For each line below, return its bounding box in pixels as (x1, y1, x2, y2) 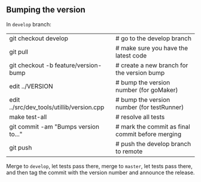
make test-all (9, 113, 47, 121)
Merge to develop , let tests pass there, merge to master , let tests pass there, (6, 162, 193, 169)
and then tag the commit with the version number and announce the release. (6, 169, 195, 176)
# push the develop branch (115, 139, 191, 148)
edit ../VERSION (9, 82, 53, 90)
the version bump (115, 68, 165, 77)
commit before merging (115, 130, 181, 138)
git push (9, 143, 32, 151)
